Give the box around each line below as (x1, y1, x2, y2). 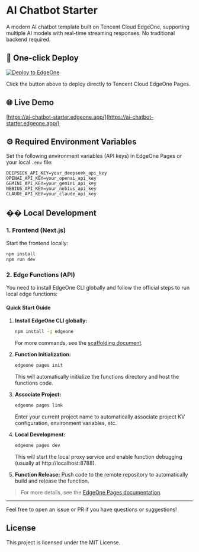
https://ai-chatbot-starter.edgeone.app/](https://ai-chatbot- (8, 113, 154, 120)
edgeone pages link (14, 402, 63, 408)
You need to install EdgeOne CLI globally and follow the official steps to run (6, 284, 190, 291)
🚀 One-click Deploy (6, 53, 79, 63)
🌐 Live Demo (6, 97, 54, 107)
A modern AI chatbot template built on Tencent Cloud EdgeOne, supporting (6, 23, 190, 30)
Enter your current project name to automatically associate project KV (14, 413, 185, 420)
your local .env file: (6, 158, 53, 166)
